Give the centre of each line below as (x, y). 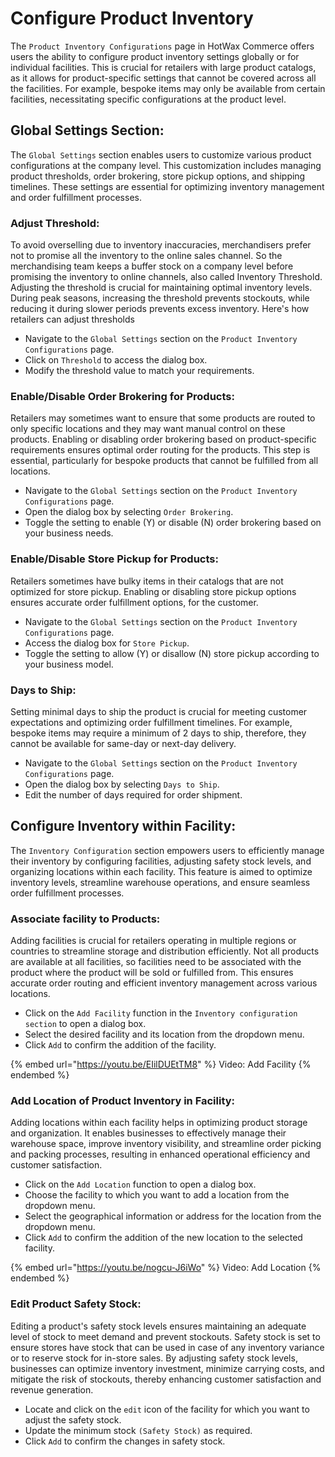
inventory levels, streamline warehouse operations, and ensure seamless (160, 882)
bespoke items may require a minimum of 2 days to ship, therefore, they (158, 733)
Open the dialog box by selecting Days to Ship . (122, 784)
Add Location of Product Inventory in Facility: (123, 1100)
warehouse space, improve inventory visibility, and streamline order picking (166, 1144)
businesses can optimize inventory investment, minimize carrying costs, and (167, 1368)
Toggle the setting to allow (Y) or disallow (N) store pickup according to (172, 653)
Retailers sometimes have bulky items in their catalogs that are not (147, 581)
